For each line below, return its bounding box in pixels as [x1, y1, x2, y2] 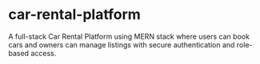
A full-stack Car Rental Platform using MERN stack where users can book [8, 32, 250, 41]
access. [30, 48, 57, 58]
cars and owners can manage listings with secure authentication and [8, 40, 235, 49]
